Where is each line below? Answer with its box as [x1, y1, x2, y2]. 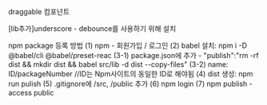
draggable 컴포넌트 [8, 7, 70, 16]
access [8, 88, 32, 97]
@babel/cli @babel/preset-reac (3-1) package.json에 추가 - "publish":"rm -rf [8, 51, 259, 60]
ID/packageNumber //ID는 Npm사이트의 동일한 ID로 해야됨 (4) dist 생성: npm [8, 69, 253, 78]
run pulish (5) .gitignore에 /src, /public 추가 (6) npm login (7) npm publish [8, 79, 248, 88]
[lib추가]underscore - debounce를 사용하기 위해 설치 [8, 24, 177, 33]
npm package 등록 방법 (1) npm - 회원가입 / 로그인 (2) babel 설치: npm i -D [8, 41, 248, 50]
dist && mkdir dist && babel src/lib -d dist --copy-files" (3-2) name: [8, 60, 229, 69]
